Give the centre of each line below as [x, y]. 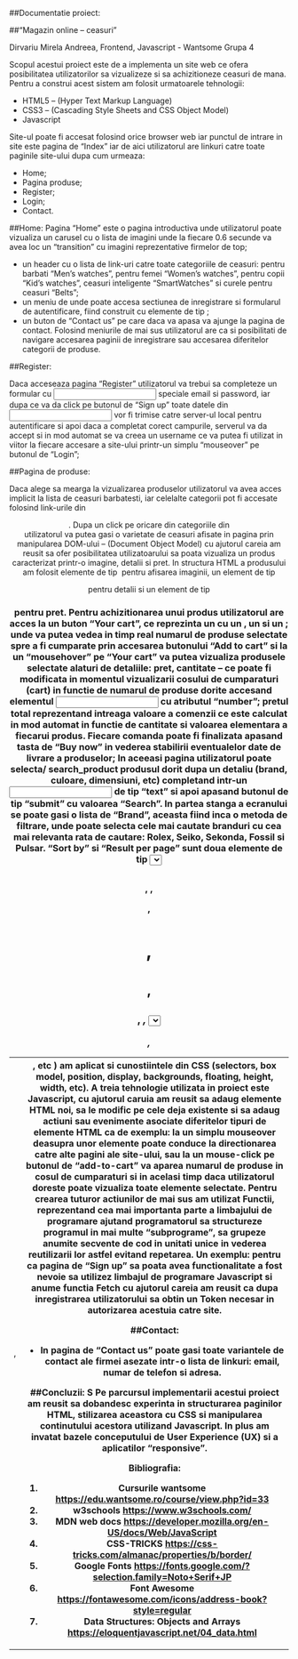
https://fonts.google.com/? [192, 1566]
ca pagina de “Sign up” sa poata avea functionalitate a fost [154, 1265]
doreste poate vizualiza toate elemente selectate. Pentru [155, 1188]
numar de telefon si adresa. [162, 1372]
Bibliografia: [154, 1468]
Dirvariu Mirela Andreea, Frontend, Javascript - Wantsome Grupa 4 [132, 47]
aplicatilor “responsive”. [155, 1447]
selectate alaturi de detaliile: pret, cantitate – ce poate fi [149, 668]
